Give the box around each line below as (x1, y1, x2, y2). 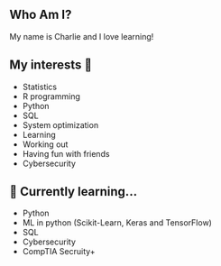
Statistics (22, 81, 58, 92)
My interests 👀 (9, 58, 93, 73)
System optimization (22, 119, 99, 130)
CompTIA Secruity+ (22, 246, 97, 257)
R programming (22, 90, 81, 102)
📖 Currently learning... (9, 184, 138, 199)
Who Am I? (9, 7, 72, 23)
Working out (22, 139, 69, 150)
